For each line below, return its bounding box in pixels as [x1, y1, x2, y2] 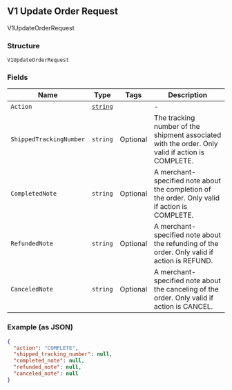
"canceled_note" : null [13, 370, 79, 378]
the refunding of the [154, 239, 219, 249]
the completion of [154, 185, 212, 194]
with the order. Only [154, 139, 219, 149]
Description [168, 90, 208, 100]
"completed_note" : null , [13, 358, 85, 365]
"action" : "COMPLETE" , [13, 345, 79, 351]
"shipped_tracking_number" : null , [13, 351, 113, 358]
